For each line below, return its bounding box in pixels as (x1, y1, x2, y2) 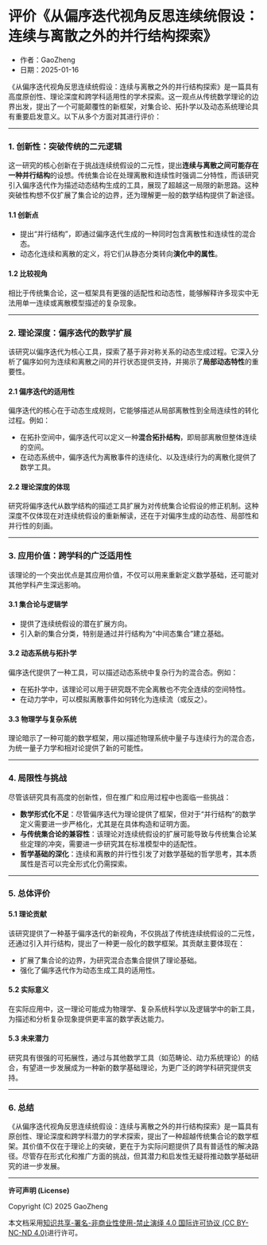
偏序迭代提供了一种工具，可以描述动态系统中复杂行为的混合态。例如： (8, 667, 238, 677)
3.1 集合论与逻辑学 (8, 600, 68, 609)
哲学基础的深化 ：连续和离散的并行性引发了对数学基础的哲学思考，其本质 (19, 849, 257, 858)
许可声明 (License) (8, 1186, 70, 1196)
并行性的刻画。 (8, 521, 57, 531)
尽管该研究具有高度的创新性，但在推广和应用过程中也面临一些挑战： (8, 792, 231, 802)
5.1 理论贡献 (8, 909, 48, 919)
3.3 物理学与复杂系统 (8, 714, 77, 724)
